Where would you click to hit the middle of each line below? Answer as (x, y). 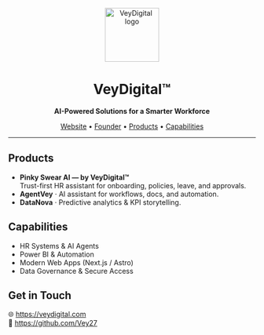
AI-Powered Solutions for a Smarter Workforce (132, 111)
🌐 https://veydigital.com (47, 315)
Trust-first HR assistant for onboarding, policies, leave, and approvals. (133, 185)
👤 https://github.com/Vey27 (53, 323)
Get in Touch (40, 295)
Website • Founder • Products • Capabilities (132, 126)
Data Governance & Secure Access (76, 271)
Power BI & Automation (57, 254)
